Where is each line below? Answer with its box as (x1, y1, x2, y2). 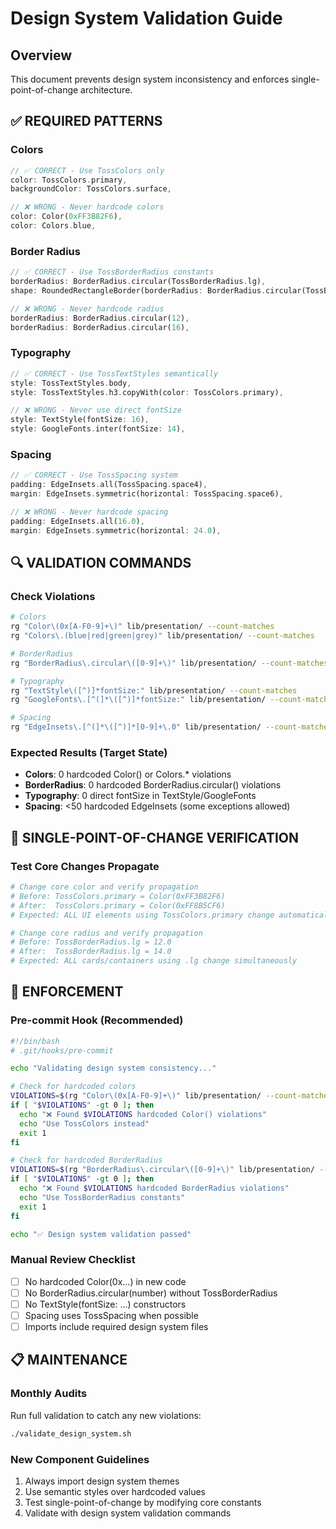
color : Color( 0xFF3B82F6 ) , (10, 212, 123, 222)
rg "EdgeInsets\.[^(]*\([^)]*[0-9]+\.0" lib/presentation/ (10, 722, 262, 732)
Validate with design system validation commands (24, 1507, 232, 1519)
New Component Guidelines (10, 1452, 150, 1466)
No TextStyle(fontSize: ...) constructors (24, 1298, 187, 1310)
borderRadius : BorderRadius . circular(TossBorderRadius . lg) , (10, 277, 267, 287)
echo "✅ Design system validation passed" (10, 1229, 192, 1239)
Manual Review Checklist (10, 1253, 136, 1267)
